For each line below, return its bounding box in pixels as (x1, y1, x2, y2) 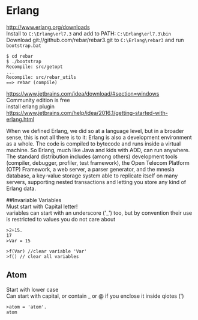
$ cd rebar (6, 53, 34, 59)
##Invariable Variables (6, 196, 62, 203)
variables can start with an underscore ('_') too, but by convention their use (6, 209, 193, 217)
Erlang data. (6, 185, 36, 192)
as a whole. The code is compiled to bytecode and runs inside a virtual (6, 140, 181, 147)
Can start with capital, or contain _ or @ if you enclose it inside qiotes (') (6, 292, 184, 300)
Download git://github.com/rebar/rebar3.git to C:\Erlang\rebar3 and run (6, 36, 184, 43)
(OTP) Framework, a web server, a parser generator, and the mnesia (6, 165, 175, 173)
